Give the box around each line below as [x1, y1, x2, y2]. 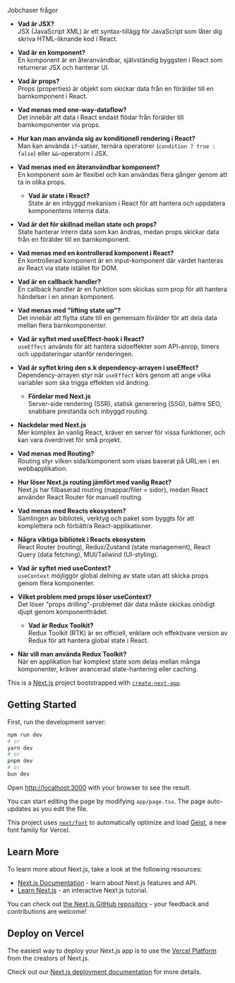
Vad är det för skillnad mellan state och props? [17, 220, 157, 228]
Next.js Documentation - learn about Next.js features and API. [17, 878, 198, 887]
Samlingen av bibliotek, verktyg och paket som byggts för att [17, 514, 195, 523]
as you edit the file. [32, 804, 88, 813]
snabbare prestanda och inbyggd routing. [28, 407, 150, 415]
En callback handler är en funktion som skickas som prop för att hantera [17, 285, 227, 293]
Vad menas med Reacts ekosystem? [17, 507, 126, 515]
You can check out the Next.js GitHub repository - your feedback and [7, 899, 210, 908]
